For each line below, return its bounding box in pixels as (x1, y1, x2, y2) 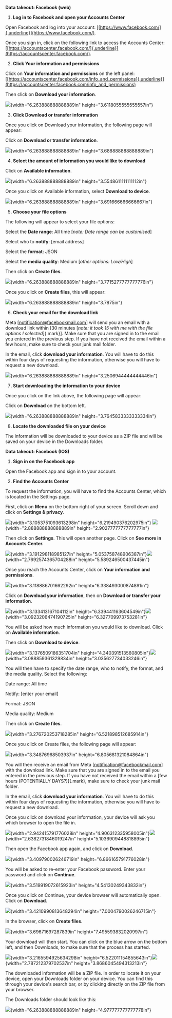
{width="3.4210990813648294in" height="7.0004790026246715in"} (10, 908, 156, 914)
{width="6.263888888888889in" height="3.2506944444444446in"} (10, 373, 158, 379)
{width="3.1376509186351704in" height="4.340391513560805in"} (10, 650, 150, 656)
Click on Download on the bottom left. (5, 402, 86, 409)
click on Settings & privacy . (5, 509, 65, 515)
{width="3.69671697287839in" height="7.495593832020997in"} (10, 929, 148, 935)
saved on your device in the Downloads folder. (5, 438, 104, 445)
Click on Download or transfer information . (5, 137, 99, 143)
